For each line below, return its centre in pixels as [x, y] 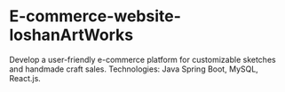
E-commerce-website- [95, 16]
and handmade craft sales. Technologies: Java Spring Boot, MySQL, [134, 69]
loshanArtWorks [71, 35]
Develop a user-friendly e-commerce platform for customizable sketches [143, 59]
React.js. [25, 78]
